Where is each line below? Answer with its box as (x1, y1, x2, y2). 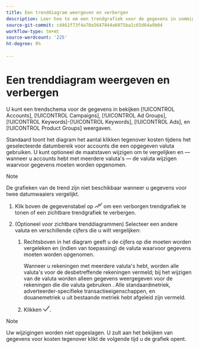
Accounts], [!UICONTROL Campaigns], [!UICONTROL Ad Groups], (6, 111, 167, 119)
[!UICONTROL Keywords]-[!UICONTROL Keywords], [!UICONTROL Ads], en (6, 118, 191, 125)
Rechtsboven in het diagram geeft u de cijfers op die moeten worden (23, 238, 191, 245)
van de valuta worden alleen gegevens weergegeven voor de (23, 274, 173, 282)
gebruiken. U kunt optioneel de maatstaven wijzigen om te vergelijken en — (6, 148, 191, 155)
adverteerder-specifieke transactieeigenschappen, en (23, 288, 156, 295)
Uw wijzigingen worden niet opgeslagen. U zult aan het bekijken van (6, 329, 173, 336)
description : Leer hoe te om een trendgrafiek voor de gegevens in (6, 15, 176, 22)
